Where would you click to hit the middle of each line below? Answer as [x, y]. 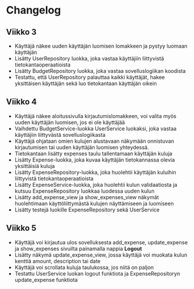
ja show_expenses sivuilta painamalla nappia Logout [78, 248]
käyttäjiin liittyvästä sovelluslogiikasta [60, 135]
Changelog [34, 10]
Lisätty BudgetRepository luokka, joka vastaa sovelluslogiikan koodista [100, 71]
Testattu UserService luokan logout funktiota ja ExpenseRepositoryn [97, 273]
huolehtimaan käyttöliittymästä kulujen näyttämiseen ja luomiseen [94, 203]
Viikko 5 [21, 228]
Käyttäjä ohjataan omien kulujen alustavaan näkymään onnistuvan [94, 141]
